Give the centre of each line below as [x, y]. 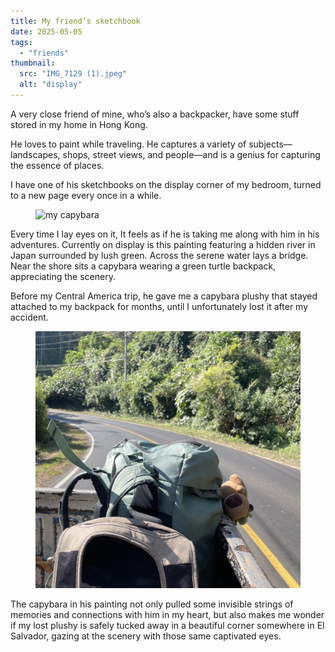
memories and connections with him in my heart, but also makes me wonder [167, 614]
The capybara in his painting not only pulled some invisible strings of [152, 604]
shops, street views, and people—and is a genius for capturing [191, 154]
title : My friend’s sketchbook [75, 21]
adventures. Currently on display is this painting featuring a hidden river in [163, 244]
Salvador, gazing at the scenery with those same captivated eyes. [146, 636]
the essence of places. [57, 165]
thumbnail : [33, 63]
